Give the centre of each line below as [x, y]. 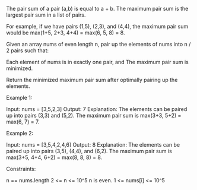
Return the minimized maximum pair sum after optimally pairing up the [92, 80]
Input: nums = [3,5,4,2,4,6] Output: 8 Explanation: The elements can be [93, 145]
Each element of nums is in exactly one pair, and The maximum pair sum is [97, 62]
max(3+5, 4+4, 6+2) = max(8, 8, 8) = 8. [54, 157]
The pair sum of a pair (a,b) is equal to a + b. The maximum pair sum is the [97, 9]
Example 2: [20, 133]
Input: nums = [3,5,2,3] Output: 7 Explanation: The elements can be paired [97, 109]
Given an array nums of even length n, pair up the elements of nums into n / [99, 44]
